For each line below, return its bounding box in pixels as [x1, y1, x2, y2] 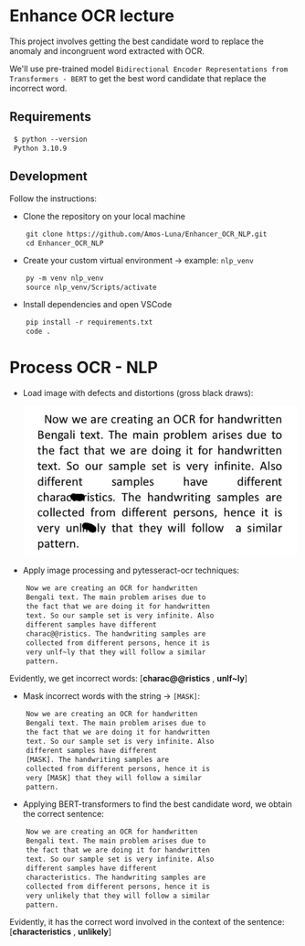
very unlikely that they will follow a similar [26, 891, 210, 900]
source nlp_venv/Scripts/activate [26, 283, 157, 292]
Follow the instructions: [9, 193, 98, 204]
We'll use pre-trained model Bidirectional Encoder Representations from [9, 63, 289, 74]
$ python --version [13, 134, 89, 144]
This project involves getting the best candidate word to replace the [9, 36, 265, 47]
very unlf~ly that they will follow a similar [26, 647, 206, 657]
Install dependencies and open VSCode [22, 298, 173, 309]
